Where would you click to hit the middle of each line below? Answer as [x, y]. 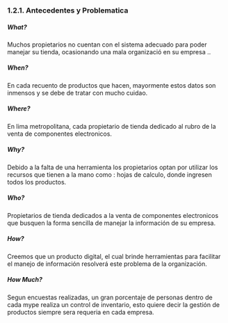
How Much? [25, 280]
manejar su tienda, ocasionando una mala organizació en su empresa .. [109, 52]
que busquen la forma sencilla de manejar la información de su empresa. [112, 223]
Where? [19, 109]
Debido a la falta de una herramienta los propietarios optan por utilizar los [113, 167]
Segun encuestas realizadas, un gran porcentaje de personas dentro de [110, 297]
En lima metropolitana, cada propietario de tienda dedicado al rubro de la [112, 126]
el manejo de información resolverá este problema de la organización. [107, 264]
